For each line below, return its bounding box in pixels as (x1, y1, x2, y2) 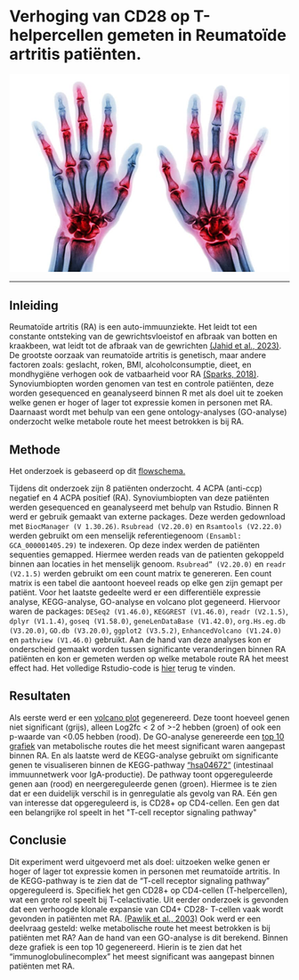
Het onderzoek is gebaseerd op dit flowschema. (9, 465, 186, 476)
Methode (9, 442, 61, 457)
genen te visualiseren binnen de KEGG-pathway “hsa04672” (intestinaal (9, 759, 274, 770)
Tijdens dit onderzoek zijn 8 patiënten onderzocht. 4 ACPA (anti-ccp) (9, 483, 263, 494)
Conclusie (9, 833, 67, 848)
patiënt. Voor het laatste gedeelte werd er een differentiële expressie (9, 586, 261, 598)
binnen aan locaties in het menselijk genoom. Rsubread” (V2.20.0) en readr (9, 559, 287, 569)
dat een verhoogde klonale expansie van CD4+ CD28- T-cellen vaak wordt (9, 903, 284, 914)
